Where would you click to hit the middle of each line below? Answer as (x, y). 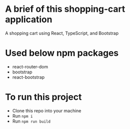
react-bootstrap (28, 77)
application (29, 19)
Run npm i (22, 116)
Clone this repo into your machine (47, 111)
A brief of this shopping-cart (65, 9)
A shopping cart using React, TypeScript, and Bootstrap (62, 33)
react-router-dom (30, 66)
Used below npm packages (62, 53)
